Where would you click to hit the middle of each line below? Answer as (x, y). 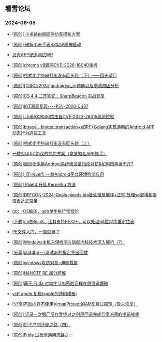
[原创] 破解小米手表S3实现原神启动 (46, 44)
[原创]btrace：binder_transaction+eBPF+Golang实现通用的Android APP (83, 127)
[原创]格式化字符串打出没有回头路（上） (52, 143)
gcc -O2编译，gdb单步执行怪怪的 (45, 211)
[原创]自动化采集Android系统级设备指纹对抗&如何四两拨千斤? (73, 163)
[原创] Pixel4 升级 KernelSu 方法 (44, 184)
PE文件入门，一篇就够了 (36, 231)
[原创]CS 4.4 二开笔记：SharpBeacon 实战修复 (58, 96)
